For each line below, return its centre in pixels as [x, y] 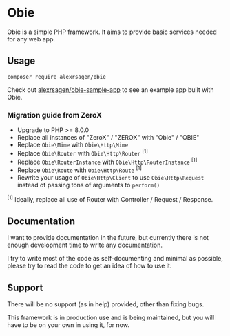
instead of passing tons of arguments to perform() [88, 185]
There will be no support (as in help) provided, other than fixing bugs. [106, 304]
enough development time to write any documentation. [85, 245]
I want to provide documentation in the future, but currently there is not [108, 238]
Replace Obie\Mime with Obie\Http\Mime [73, 145]
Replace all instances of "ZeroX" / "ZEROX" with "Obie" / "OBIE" [108, 138]
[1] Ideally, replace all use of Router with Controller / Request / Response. [110, 199]
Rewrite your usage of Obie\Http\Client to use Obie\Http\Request [111, 178]
